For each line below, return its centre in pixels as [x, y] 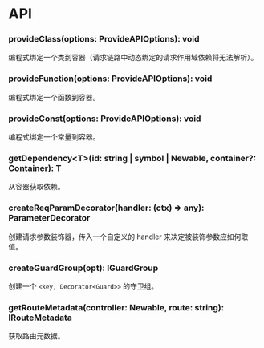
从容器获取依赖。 [37, 187]
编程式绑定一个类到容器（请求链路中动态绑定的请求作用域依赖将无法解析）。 [133, 58]
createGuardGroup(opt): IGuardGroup [83, 268]
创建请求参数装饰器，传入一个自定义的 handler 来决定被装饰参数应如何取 [128, 237]
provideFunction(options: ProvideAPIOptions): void [110, 79]
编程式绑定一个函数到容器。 [54, 97]
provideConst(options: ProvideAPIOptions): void [105, 119]
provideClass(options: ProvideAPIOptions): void [104, 39]
